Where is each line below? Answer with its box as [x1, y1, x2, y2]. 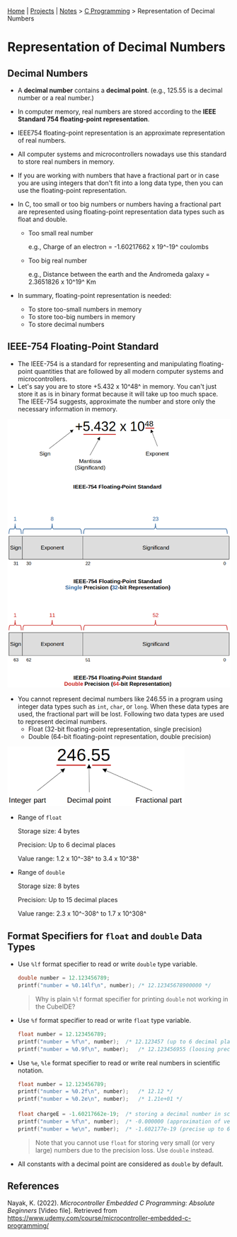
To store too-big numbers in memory [28, 313, 136, 321]
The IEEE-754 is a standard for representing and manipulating [17, 359, 198, 368]
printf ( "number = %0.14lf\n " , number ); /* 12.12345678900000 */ [17, 982, 212, 989]
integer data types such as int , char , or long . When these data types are [17, 702, 229, 711]
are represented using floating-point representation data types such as [17, 208, 225, 216]
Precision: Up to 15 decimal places [17, 896, 118, 904]
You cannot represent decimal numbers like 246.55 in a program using [17, 694, 223, 703]
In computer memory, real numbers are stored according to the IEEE [17, 107, 216, 116]
